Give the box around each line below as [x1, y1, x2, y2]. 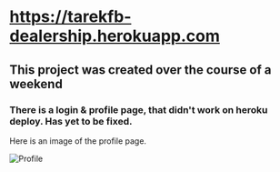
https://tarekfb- [9, 6, 132, 27]
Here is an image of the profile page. [9, 135, 147, 147]
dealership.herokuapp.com [9, 25, 221, 46]
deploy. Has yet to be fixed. [9, 115, 133, 127]
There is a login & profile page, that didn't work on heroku [9, 103, 268, 116]
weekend [9, 76, 64, 92]
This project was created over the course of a [9, 62, 272, 77]
